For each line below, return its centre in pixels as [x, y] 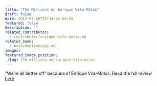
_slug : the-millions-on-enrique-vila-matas [50, 60]
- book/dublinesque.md [33, 46]
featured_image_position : [31, 55]
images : [13, 50]
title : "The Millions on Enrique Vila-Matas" [52, 10]
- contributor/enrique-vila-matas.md [48, 37]
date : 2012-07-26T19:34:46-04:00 [39, 19]
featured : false [22, 23]
